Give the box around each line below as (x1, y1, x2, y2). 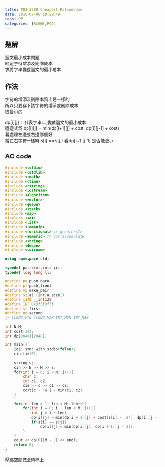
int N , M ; (5, 324, 23, 329)
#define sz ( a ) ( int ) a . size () (5, 292, 65, 298)
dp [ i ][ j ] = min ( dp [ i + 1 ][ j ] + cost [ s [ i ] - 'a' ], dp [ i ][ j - (31, 415, 157, 420)
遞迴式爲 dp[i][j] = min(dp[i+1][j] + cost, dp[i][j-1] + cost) (5, 125, 119, 131)
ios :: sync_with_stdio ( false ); (14, 347, 76, 352)
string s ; (14, 360, 34, 366)
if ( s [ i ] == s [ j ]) (31, 419, 67, 425)
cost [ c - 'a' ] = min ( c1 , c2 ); (23, 388, 84, 393)
